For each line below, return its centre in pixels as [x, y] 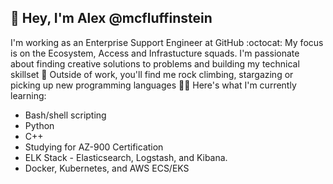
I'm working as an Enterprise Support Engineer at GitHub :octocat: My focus [167, 42]
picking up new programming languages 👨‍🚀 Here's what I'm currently [153, 85]
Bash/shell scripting [65, 115]
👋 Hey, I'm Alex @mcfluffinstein [111, 18]
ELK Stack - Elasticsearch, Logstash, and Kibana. [126, 157]
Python [39, 125]
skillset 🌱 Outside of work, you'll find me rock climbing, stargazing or [152, 74]
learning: [28, 95]
